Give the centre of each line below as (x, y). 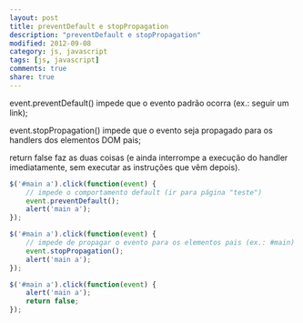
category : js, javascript (58, 52)
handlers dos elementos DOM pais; (75, 140)
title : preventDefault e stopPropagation (89, 26)
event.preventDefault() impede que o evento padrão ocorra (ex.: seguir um (149, 103)
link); (19, 112)
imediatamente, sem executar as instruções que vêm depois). (125, 167)
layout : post (34, 18)
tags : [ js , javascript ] (55, 60)
